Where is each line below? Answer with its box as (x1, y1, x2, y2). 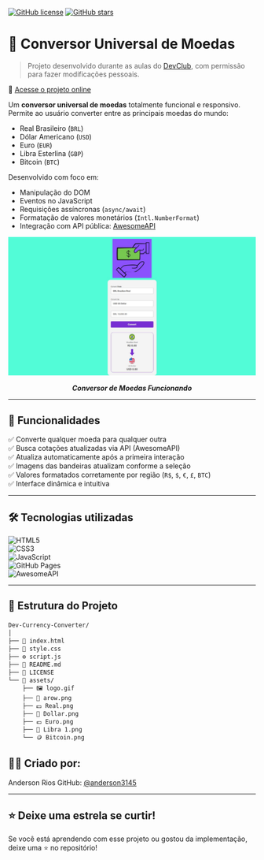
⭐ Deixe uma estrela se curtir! (8, 809, 156, 823)
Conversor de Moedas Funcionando (71, 383, 192, 393)
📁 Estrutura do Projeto (8, 599, 118, 612)
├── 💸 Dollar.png (22, 709, 79, 717)
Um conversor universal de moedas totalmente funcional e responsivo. (8, 99, 241, 110)
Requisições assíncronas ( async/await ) (19, 204, 146, 214)
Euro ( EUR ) (19, 140, 53, 150)
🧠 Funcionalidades (8, 414, 101, 427)
